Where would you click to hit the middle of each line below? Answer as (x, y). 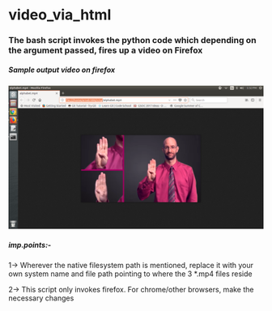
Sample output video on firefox (62, 70)
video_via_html (60, 15)
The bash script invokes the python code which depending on (132, 40)
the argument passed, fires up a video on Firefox (106, 50)
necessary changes (41, 298)
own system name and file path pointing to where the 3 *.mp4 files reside (130, 274)
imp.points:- (30, 245)
